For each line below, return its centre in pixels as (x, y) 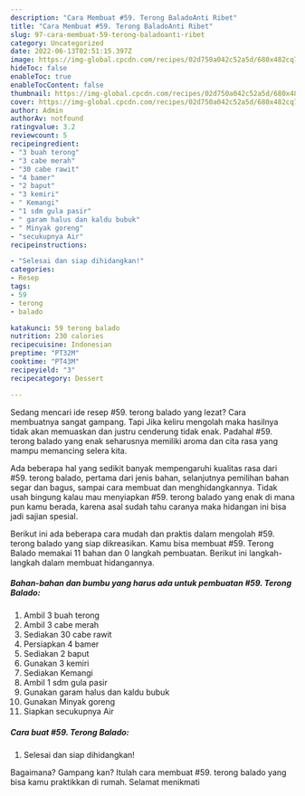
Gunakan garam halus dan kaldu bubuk (96, 692)
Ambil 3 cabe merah (61, 625)
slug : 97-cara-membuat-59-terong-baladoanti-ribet (108, 34)
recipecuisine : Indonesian (61, 345)
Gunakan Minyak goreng (69, 702)
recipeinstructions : (49, 245)
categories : (33, 270)
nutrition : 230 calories (57, 336)
